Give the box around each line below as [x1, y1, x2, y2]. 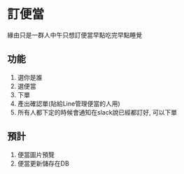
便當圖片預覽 [17, 150, 55, 159]
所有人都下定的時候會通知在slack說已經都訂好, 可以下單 [17, 108, 178, 116]
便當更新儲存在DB [17, 159, 70, 168]
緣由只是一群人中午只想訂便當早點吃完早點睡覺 [7, 31, 142, 39]
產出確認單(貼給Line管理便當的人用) [17, 99, 120, 108]
